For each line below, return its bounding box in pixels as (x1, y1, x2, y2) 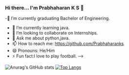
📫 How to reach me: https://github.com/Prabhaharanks (12, 41, 124, 47)
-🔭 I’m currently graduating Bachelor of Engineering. (5, 16, 111, 21)
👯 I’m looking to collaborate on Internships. (12, 30, 98, 36)
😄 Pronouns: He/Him (12, 48, 55, 54)
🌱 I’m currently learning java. (12, 25, 70, 31)
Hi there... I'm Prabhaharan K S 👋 (5, 4, 84, 11)
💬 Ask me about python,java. (12, 35, 70, 41)
